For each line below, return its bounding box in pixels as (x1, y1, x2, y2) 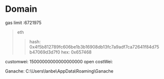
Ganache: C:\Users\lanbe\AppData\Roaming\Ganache (5, 68, 114, 74)
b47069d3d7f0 (29, 49, 60, 55)
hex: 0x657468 (61, 49, 92, 55)
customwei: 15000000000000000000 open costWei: (5, 58, 113, 64)
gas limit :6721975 (5, 20, 42, 26)
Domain (5, 3, 38, 15)
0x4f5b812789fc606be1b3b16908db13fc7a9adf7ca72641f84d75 (29, 44, 160, 50)
